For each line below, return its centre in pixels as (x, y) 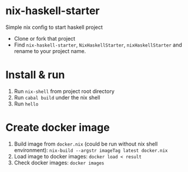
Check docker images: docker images (59, 163)
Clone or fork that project (45, 38)
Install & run (35, 75)
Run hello (26, 104)
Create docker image (58, 128)
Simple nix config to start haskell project (54, 27)
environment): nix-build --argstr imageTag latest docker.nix (91, 150)
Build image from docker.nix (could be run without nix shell (86, 144)
